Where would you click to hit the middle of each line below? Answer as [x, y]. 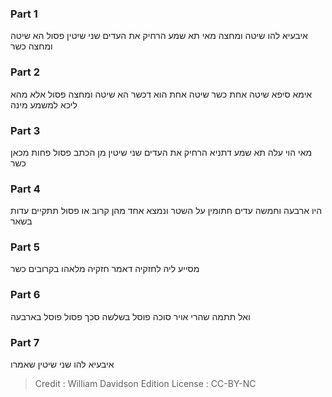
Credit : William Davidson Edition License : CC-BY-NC [145, 384]
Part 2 [25, 72]
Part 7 [25, 342]
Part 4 [25, 189]
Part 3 [25, 130]
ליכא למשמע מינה [44, 104]
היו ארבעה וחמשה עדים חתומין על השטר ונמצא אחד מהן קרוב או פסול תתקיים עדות [166, 211]
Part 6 [25, 295]
